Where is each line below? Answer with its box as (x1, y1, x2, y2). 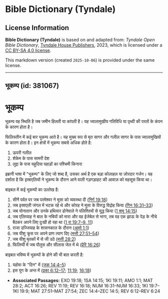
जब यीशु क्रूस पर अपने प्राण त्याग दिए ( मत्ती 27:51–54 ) (12, 230, 99, 236)
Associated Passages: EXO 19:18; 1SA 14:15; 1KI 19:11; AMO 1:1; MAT (12, 277, 153, 283)
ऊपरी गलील (12, 150, 31, 156)
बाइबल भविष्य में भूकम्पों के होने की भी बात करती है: (5, 252, 84, 258)
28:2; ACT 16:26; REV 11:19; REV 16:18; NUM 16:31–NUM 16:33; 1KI (12, 283, 148, 289)
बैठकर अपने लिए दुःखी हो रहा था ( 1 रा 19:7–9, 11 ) (12, 219, 93, 225)
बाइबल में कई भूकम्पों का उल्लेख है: (5, 187, 59, 193)
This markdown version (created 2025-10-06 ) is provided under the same (5, 57, 155, 63)
